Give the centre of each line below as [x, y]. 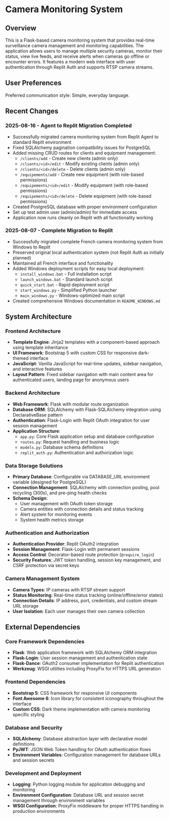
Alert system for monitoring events [56, 514]
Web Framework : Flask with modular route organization [71, 404]
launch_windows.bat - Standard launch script [66, 279]
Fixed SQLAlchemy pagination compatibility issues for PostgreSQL [82, 147]
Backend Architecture [33, 393]
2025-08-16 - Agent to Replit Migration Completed [69, 126]
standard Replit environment [42, 142]
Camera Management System [42, 579]
